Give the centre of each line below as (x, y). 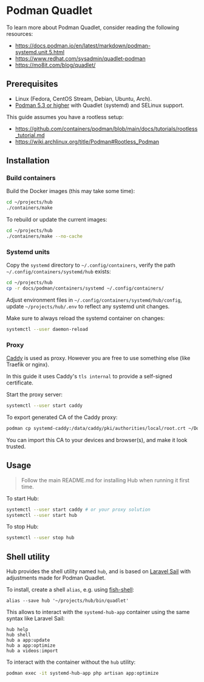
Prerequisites (32, 84)
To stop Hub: (22, 527)
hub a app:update (28, 640)
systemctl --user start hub (42, 515)
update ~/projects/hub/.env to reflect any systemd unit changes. (88, 306)
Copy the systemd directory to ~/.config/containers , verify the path (91, 265)
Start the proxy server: (34, 395)
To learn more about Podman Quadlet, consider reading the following (93, 27)
